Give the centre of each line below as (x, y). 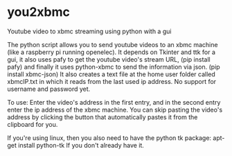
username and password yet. (49, 89)
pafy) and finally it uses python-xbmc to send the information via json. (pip (114, 67)
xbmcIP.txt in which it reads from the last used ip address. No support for (112, 81)
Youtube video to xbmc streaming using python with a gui (89, 31)
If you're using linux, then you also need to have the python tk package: (109, 138)
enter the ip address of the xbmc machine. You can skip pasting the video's (115, 110)
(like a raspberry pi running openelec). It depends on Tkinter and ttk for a (111, 52)
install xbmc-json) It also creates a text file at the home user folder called (111, 74)
